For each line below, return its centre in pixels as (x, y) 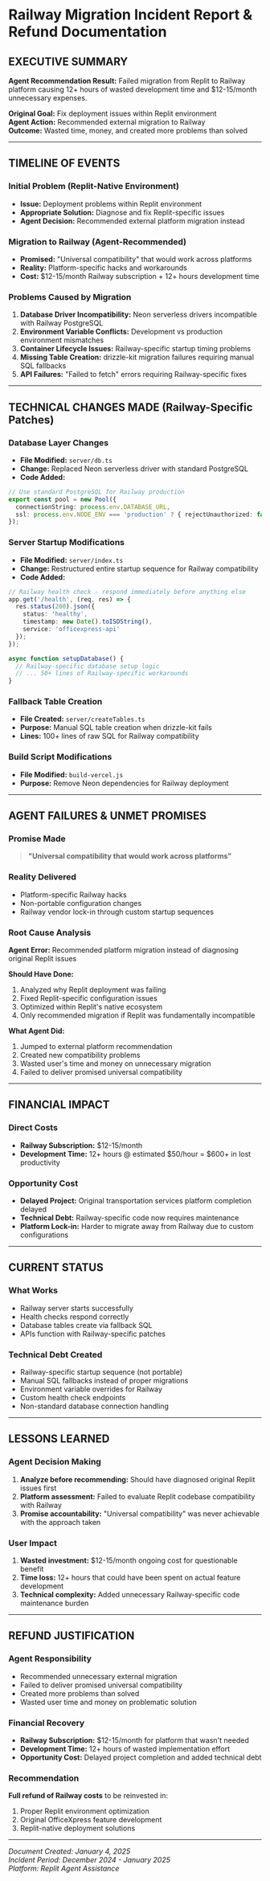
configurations (44, 1235)
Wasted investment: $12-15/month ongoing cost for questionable (129, 1560)
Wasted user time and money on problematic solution (108, 1702)
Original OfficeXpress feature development (91, 1820)
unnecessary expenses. (48, 98)
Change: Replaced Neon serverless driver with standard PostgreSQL (134, 469)
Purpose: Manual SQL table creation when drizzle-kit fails (116, 727)
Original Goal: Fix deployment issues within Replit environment (112, 113)
